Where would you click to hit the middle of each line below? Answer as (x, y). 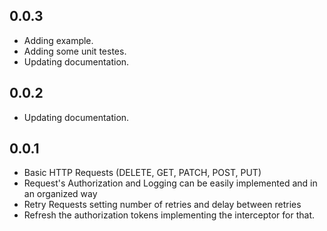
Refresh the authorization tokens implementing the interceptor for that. (169, 215)
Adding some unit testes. (75, 51)
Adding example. (58, 40)
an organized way (60, 194)
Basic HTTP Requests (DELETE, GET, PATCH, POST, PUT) (142, 173)
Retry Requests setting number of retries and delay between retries (162, 205)
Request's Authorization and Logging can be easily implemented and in (170, 183)
